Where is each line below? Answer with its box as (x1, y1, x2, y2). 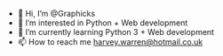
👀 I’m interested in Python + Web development (17, 17, 188, 28)
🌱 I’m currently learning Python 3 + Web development (17, 27, 215, 37)
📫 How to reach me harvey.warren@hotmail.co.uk (17, 37, 203, 47)
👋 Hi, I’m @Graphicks (17, 9, 96, 18)
